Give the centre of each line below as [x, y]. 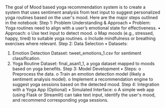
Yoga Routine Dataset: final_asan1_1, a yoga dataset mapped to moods [83, 64]
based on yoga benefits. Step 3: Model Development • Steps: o [77, 69]
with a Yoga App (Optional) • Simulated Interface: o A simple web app [83, 90]
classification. [26, 58]
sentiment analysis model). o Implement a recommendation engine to [82, 79]
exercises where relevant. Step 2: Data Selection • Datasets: [66, 43]
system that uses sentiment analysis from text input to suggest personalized [83, 12]
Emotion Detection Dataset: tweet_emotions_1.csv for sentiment [77, 53]
